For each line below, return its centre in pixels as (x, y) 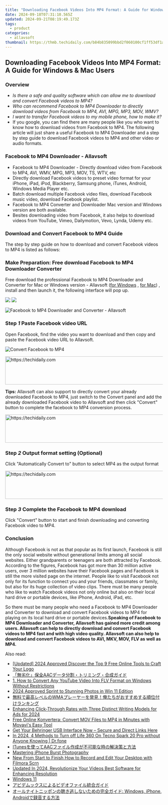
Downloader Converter (33, 269)
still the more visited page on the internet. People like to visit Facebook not (82, 576)
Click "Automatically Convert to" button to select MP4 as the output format (82, 464)
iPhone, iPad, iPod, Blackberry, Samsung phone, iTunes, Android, (79, 183)
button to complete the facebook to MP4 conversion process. (68, 407)
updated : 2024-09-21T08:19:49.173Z (42, 19)
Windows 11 (24, 779)
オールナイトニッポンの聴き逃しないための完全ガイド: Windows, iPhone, (87, 791)
